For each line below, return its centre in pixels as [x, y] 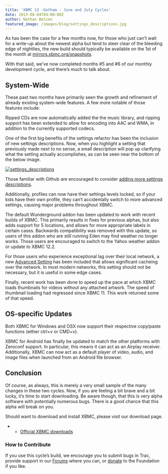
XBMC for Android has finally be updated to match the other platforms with [82, 341]
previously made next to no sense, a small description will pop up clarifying [83, 149]
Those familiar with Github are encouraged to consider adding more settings [84, 179]
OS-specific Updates [39, 314]
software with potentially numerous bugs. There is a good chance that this [82, 401]
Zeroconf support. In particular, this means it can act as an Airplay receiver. [83, 346]
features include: [23, 108]
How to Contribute [28, 444]
